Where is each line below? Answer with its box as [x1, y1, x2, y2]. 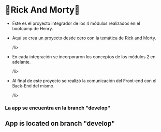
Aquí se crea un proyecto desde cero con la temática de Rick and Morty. [12, 35, 156, 41]
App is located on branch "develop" [5, 119, 115, 128]
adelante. [12, 59, 31, 65]
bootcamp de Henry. [12, 25, 53, 31]
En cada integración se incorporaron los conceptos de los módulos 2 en [12, 53, 156, 60]
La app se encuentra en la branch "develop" [5, 104, 110, 111]
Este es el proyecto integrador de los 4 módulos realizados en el [12, 20, 140, 26]
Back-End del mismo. [12, 82, 55, 89]
